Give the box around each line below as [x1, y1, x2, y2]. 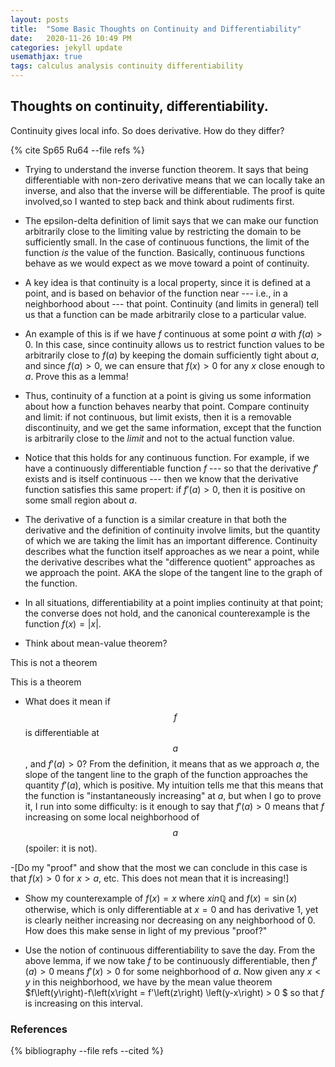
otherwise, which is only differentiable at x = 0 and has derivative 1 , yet [24, 903, 319, 915]
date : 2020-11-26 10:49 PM [10, 33, 132, 43]
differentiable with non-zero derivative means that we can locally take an [24, 174, 325, 186]
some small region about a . [24, 494, 138, 506]
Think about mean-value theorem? [24, 637, 168, 649]
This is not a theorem [10, 656, 98, 668]
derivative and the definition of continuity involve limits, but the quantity [24, 524, 321, 536]
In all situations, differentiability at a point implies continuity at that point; [24, 596, 324, 608]
